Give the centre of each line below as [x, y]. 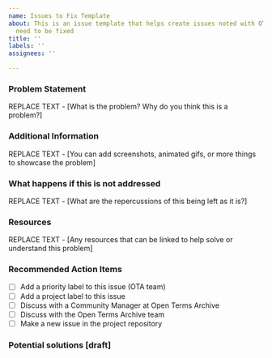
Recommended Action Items [66, 270]
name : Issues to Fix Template [59, 16]
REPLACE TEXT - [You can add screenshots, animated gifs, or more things [132, 154]
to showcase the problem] [52, 162]
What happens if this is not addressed [85, 183]
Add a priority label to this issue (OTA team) [93, 287]
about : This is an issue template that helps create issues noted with [132, 23]
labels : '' [27, 46]
